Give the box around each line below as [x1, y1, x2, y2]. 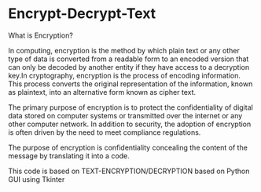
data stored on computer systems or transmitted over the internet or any [8, 110, 243, 120]
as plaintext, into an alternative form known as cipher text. [8, 87, 197, 96]
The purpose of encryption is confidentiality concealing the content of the [8, 143, 248, 152]
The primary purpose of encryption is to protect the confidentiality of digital [8, 103, 253, 112]
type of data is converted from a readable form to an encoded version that [8, 54, 249, 63]
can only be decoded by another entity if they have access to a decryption [8, 62, 250, 71]
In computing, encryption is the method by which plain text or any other [8, 45, 240, 55]
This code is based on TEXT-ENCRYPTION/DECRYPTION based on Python [8, 166, 250, 176]
